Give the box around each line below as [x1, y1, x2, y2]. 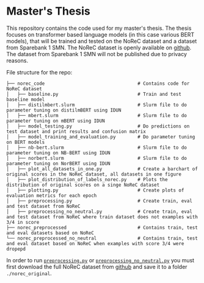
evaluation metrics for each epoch [6, 192, 97, 199]
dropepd [6, 246, 26, 252]
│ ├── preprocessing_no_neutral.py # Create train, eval [6, 209, 192, 215]
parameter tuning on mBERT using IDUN [6, 118, 105, 124]
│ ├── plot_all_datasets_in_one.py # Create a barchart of [6, 166, 199, 172]
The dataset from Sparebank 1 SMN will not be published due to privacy [6, 50, 188, 57]
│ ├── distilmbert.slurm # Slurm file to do [6, 102, 188, 108]
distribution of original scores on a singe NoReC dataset [6, 182, 160, 188]
